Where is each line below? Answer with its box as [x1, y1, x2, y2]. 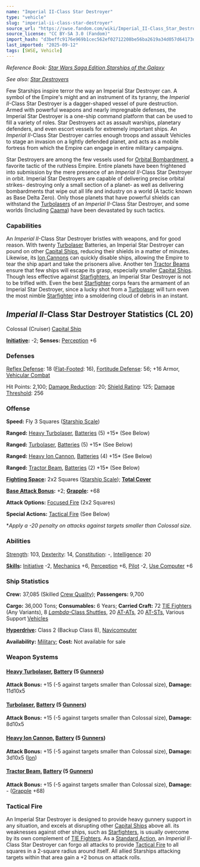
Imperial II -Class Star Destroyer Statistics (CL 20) [6, 309, 193, 319]
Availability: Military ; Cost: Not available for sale [6, 638, 126, 645]
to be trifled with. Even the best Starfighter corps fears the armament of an [6, 279, 190, 287]
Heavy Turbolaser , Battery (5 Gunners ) [6, 668, 104, 675]
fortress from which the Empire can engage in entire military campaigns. [6, 144, 183, 151]
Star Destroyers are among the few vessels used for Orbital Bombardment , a [6, 156, 194, 163]
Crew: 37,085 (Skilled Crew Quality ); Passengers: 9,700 [6, 591, 145, 598]
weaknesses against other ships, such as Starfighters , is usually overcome [6, 828, 189, 836]
